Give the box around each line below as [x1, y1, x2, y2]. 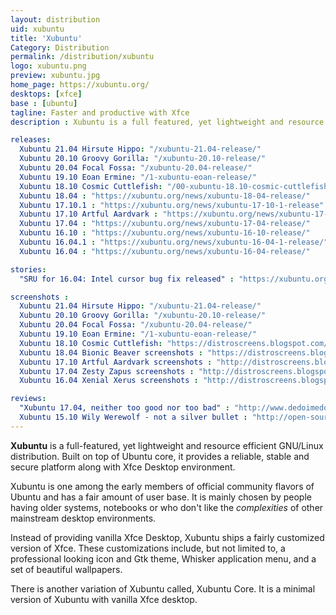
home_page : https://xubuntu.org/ [10, 80, 150, 90]
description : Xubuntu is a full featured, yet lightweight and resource [10, 117, 325, 127]
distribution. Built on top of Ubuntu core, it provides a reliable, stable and [10, 450, 310, 462]
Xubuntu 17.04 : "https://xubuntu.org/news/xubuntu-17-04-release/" [19, 219, 311, 229]
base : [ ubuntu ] [10, 98, 78, 108]
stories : [10, 264, 47, 275]
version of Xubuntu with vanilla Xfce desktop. [10, 593, 198, 605]
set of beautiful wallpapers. [10, 563, 123, 575]
